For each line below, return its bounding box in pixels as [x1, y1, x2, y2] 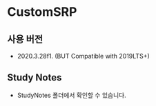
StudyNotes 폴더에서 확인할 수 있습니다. [17, 91, 126, 99]
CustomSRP [7, 4, 77, 20]
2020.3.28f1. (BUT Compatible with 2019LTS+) [17, 52, 150, 60]
